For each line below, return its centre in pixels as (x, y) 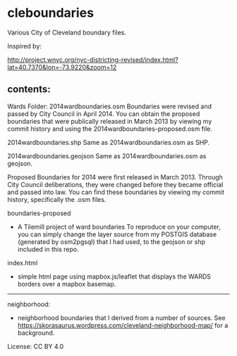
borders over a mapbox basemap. (67, 284)
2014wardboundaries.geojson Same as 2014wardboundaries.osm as (107, 155)
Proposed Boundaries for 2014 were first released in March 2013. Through (115, 177)
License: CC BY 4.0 (36, 346)
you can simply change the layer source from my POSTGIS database (117, 234)
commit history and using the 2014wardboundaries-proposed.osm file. (110, 129)
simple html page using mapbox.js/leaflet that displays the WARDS (114, 276)
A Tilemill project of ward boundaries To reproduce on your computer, (119, 227)
